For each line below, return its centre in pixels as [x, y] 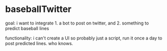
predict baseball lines [27, 28]
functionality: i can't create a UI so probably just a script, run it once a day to [84, 38]
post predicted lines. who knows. [39, 43]
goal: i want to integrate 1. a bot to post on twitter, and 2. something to [77, 23]
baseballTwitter [38, 9]
